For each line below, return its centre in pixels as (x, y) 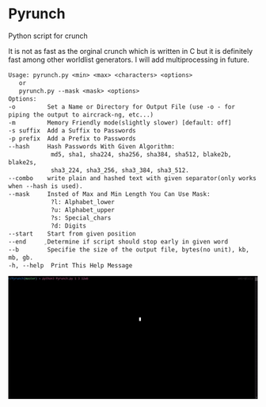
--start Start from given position (72, 234)
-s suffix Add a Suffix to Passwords (72, 131)
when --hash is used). (46, 186)
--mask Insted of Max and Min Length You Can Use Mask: (110, 194)
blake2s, (23, 162)
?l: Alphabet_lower (82, 202)
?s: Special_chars (81, 218)
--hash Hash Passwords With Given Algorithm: (92, 146)
